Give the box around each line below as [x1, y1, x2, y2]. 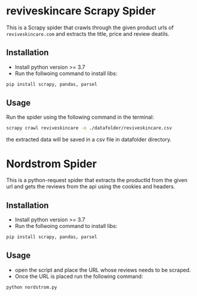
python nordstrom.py [6, 284, 58, 290]
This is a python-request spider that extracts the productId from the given [6, 177, 188, 184]
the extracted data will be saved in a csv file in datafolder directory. [6, 136, 172, 143]
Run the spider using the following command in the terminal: [6, 113, 154, 121]
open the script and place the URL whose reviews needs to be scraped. [14, 266, 191, 273]
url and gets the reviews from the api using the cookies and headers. [6, 183, 176, 190]
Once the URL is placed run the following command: [14, 273, 143, 280]
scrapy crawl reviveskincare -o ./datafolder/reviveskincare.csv [6, 125, 172, 131]
